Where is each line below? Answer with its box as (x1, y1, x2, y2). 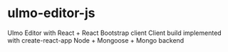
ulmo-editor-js (7, 5, 95, 21)
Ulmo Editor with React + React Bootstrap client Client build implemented (7, 28, 222, 37)
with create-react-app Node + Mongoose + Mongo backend (7, 36, 185, 44)
